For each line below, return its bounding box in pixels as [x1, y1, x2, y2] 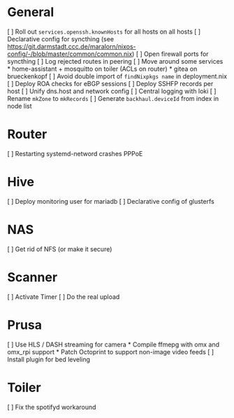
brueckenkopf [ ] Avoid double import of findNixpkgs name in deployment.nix [7, 71, 228, 81]
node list [7, 102, 33, 110]
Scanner [7, 269, 58, 285]
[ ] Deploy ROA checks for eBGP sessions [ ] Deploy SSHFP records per [7, 79, 214, 88]
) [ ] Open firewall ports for [131, 50, 209, 58]
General [7, 4, 54, 20]
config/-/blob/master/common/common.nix [7, 50, 133, 58]
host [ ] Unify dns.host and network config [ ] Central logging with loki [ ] [7, 87, 217, 95]
